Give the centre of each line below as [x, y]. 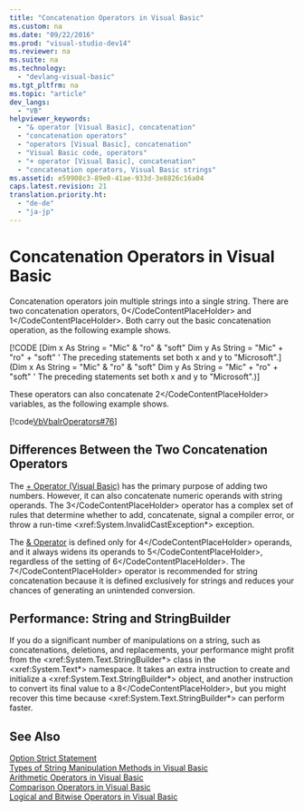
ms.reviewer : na [40, 52]
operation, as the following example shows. [90, 330]
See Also [35, 736]
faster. [21, 708]
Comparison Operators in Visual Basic [80, 787]
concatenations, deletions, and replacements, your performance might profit [152, 650]
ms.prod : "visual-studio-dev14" [70, 43]
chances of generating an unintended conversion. [102, 590]
